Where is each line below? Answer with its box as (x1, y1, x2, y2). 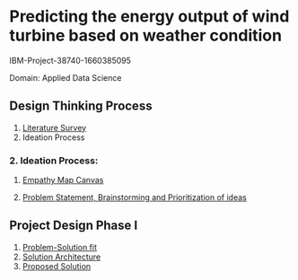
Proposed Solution (22, 260, 92, 271)
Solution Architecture (22, 251, 101, 262)
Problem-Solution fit (22, 241, 97, 252)
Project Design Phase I (9, 218, 138, 233)
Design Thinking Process (9, 99, 153, 114)
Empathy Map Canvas (22, 175, 104, 186)
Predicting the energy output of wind (9, 6, 290, 27)
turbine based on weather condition (9, 25, 283, 46)
